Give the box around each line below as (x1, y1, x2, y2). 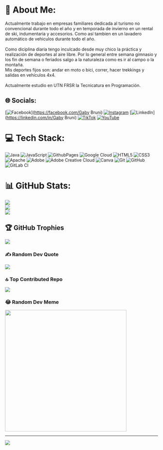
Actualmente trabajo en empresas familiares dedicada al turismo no (5, 20, 140, 26)
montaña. (5, 62, 24, 68)
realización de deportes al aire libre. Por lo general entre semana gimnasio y (5, 51, 157, 57)
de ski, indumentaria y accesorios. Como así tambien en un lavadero (5, 31, 142, 36)
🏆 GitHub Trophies (5, 224, 65, 232)
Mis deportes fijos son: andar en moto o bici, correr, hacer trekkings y (5, 67, 145, 72)
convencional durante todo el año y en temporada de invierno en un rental (5, 25, 153, 31)
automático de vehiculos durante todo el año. (5, 36, 96, 42)
